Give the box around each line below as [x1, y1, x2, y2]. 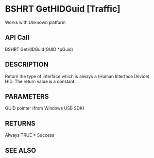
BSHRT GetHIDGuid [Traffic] [5, 3, 120, 15]
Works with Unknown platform [5, 19, 66, 25]
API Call [5, 33, 30, 42]
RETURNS [5, 119, 35, 127]
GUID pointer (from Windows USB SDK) [5, 105, 85, 111]
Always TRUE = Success [5, 132, 54, 138]
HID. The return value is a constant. [5, 79, 76, 84]
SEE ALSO [5, 146, 36, 155]
